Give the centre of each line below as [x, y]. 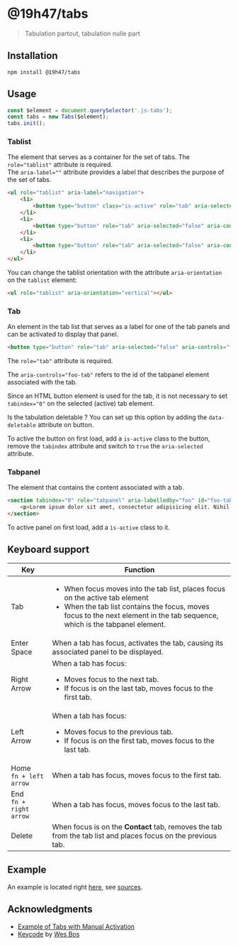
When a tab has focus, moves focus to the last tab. [136, 804]
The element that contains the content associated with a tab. [96, 487]
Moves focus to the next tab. [112, 679]
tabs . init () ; [27, 124]
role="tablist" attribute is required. [60, 165]
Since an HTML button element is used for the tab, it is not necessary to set [118, 396]
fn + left [27, 776]
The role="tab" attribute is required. [60, 361]
